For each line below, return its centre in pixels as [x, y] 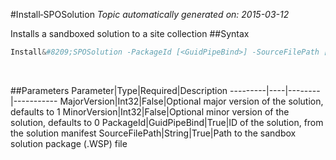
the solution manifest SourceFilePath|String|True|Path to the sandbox [153, 133]
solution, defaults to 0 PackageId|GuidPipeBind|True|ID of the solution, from [167, 122]
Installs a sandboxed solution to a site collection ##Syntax [130, 33]
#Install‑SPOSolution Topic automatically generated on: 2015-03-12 [150, 14]
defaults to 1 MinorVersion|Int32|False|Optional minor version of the [150, 111]
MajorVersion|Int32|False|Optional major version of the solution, [191, 101]
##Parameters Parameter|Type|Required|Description [119, 90]
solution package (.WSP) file [69, 143]
